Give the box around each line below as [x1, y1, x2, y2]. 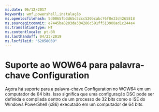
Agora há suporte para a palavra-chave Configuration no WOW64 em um [5, 86, 151, 92]
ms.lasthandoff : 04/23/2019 [5, 34, 62, 39]
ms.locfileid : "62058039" [5, 39, 57, 44]
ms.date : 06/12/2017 [5, 7, 47, 12]
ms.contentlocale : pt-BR [5, 30, 55, 34]
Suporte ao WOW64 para [5, 59, 108, 70]
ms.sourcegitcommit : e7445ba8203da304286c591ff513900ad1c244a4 [5, 20, 135, 26]
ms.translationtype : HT [5, 25, 53, 30]
